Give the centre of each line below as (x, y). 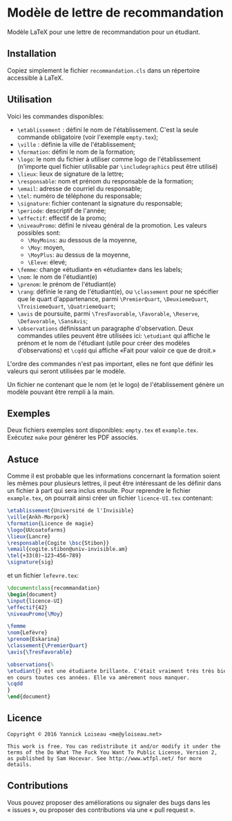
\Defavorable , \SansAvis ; (52, 321)
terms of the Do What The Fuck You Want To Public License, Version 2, (112, 752)
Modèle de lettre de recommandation (116, 13)
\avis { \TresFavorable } (40, 652)
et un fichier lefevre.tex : (43, 575)
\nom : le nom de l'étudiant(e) (57, 277)
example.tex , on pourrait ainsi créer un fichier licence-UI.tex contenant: (110, 498)
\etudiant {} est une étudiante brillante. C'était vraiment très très (111, 671)
